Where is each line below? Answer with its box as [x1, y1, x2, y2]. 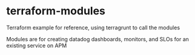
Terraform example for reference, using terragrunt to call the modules [6, 24, 180, 31]
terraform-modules [6, 4, 106, 18]
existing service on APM [6, 42, 67, 49]
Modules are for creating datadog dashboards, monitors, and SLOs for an [6, 35, 190, 42]
